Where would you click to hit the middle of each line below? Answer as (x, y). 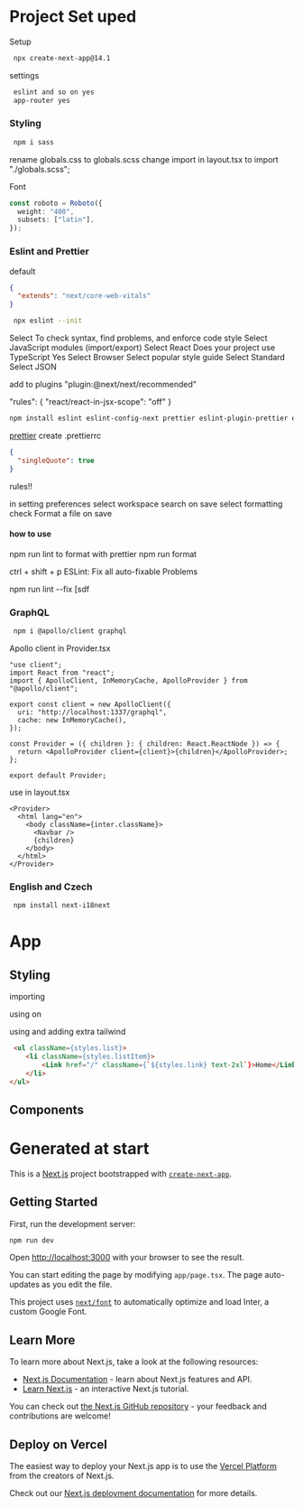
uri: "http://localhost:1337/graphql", (92, 712)
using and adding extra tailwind (68, 1032)
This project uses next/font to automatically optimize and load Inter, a (139, 1302)
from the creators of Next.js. (62, 1476)
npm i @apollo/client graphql (70, 631)
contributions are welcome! (60, 1416)
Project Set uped (73, 17)
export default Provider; (58, 775)
